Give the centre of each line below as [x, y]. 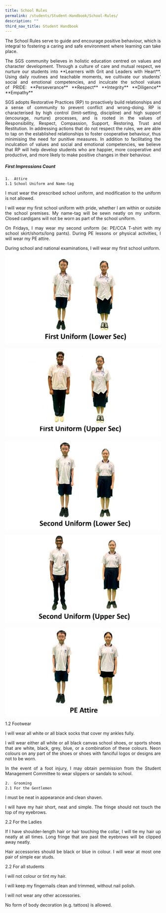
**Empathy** [19, 93]
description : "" [22, 21]
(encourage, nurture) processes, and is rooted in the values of [83, 118]
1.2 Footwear [18, 724]
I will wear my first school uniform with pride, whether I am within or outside [83, 208]
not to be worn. [21, 758]
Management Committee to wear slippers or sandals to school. [69, 773]
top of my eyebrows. [26, 812]
